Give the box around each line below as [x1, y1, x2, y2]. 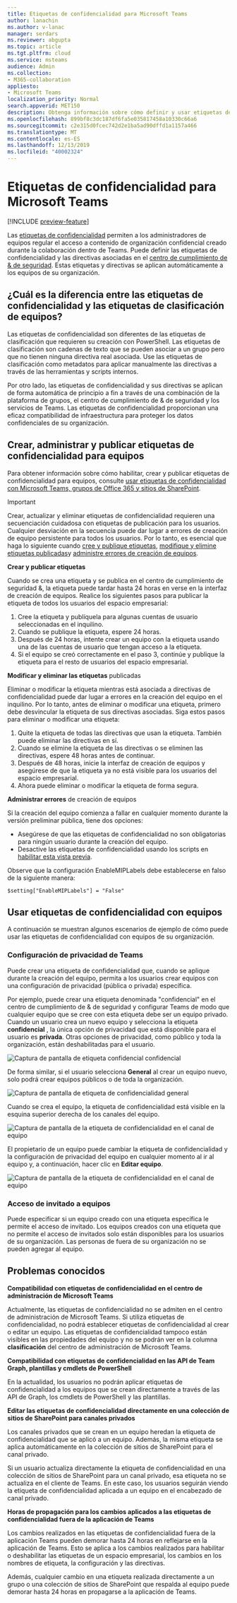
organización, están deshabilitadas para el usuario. [7, 1040, 155, 1048]
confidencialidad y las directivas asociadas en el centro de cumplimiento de [7, 253, 228, 262]
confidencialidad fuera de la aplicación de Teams [7, 1515, 154, 1523]
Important [7, 498, 36, 506]
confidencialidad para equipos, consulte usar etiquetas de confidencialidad [7, 476, 226, 485]
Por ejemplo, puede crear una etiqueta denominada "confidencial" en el [7, 994, 216, 1004]
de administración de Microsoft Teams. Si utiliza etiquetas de [7, 1313, 185, 1321]
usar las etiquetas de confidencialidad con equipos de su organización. [7, 932, 214, 941]
